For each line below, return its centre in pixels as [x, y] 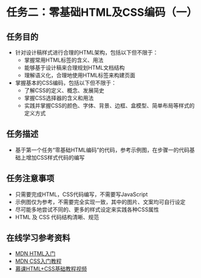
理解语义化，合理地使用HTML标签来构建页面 [80, 75]
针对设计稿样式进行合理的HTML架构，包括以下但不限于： [87, 53]
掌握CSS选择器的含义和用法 [59, 98]
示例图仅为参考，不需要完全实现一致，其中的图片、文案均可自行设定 [100, 202]
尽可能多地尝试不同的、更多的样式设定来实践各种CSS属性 [87, 209]
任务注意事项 [30, 179]
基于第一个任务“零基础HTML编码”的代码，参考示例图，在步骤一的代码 [102, 150]
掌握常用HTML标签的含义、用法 [64, 60]
